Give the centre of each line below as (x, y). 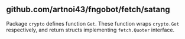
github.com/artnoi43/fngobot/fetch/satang (88, 10)
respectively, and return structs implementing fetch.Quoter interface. (90, 30)
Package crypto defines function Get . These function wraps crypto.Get (93, 23)
